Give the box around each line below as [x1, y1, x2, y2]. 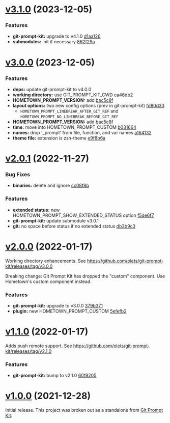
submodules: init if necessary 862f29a [12, 39, 95, 45]
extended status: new [12, 207, 60, 213]
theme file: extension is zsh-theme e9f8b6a [12, 135, 106, 141]
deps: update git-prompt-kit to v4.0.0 [12, 86, 92, 92]
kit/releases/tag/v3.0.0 [5, 263, 53, 269]
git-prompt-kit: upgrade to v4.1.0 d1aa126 [12, 33, 101, 39]
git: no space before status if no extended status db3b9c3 [12, 223, 136, 229]
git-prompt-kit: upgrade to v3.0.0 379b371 [12, 302, 103, 308]
